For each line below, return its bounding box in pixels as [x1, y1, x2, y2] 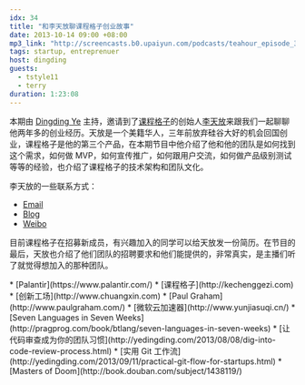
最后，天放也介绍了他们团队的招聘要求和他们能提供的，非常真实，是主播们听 [9, 248, 296, 259]
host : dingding [9, 56, 67, 65]
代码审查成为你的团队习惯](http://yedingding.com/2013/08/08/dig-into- [9, 334, 277, 345]
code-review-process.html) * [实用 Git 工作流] [9, 345, 182, 356]
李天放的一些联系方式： [9, 180, 97, 191]
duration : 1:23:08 [9, 89, 79, 98]
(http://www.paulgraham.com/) [9, 301, 125, 312]
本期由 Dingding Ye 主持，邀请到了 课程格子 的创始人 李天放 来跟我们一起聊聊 [9, 116, 290, 127]
